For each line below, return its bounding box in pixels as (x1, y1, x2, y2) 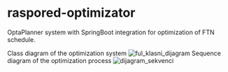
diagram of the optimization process (7, 56, 112, 64)
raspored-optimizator (7, 5, 136, 21)
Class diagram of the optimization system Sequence (7, 49, 222, 57)
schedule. (7, 35, 36, 43)
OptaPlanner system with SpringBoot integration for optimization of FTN (7, 28, 215, 36)
